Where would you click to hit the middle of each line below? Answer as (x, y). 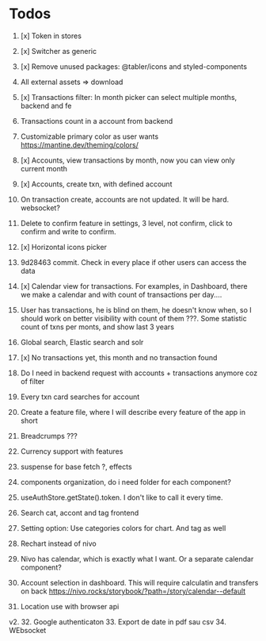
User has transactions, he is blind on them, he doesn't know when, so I (136, 309)
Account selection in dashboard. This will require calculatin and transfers (139, 582)
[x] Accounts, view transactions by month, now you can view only (128, 160)
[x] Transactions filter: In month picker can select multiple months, (129, 97)
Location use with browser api (70, 606)
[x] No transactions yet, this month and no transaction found (119, 357)
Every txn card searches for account (80, 397)
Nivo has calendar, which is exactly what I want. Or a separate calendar (137, 558)
